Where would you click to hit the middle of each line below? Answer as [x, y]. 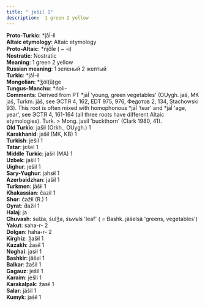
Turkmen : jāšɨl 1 [26, 186]
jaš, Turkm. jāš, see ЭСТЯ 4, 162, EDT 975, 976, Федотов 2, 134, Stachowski [102, 101]
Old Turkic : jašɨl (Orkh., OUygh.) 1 [49, 127]
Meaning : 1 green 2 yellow [40, 62]
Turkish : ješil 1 [24, 140]
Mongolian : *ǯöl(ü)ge [34, 82]
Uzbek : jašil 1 [23, 160]
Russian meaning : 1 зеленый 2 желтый [57, 69]
